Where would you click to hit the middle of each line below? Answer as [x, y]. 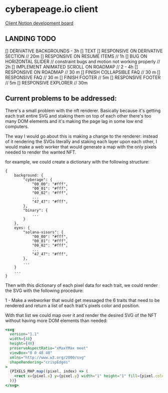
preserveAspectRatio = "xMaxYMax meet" [49, 348]
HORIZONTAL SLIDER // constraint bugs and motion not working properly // [83, 61]
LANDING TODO [31, 39]
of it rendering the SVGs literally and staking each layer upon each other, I [81, 141]
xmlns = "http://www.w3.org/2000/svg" [48, 357]
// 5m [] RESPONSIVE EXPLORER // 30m [46, 82]
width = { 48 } [21, 339]
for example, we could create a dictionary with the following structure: [77, 161]
